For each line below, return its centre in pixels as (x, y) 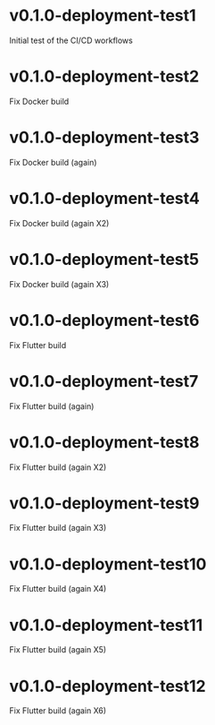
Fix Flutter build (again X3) (58, 528)
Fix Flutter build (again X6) (58, 711)
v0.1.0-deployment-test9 (104, 503)
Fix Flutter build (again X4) (58, 589)
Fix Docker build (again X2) (59, 223)
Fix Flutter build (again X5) (58, 650)
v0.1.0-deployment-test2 (104, 77)
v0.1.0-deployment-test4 (105, 199)
